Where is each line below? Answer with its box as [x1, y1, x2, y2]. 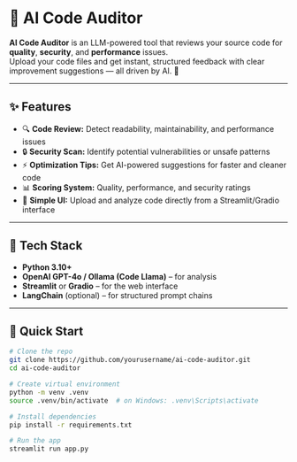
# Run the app [9, 436, 62, 445]
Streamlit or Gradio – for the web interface [21, 281, 179, 291]
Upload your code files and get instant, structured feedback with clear [9, 56, 265, 66]
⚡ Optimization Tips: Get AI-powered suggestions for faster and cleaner [21, 159, 287, 170]
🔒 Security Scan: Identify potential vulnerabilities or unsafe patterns [21, 146, 270, 157]
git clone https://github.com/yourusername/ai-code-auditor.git [9, 356, 251, 365]
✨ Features [9, 99, 72, 114]
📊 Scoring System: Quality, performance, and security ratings [21, 181, 251, 193]
